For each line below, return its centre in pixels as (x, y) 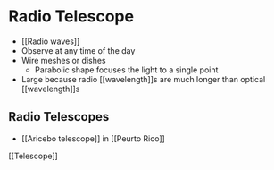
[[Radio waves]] (50, 41)
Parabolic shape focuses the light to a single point (126, 70)
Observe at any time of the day (78, 50)
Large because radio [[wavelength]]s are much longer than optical (143, 79)
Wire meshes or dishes (63, 60)
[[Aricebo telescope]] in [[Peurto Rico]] (93, 138)
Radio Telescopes (59, 117)
